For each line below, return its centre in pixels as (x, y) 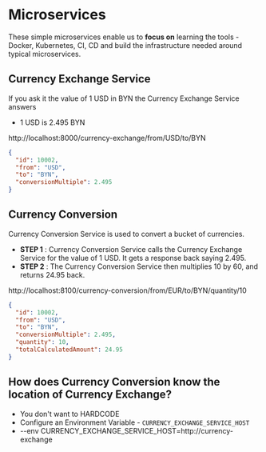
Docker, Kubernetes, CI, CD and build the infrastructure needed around (125, 45)
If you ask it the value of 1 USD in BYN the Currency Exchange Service (124, 98)
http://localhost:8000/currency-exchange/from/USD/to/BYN (107, 138)
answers (22, 106)
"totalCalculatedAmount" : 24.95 (69, 350)
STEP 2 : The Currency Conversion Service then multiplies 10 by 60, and (139, 266)
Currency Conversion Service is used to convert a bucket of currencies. (127, 234)
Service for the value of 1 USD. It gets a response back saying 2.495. (133, 258)
